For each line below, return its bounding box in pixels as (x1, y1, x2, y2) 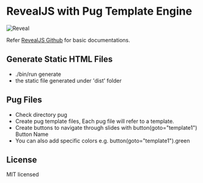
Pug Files (6, 95, 42, 105)
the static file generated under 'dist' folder (15, 77, 122, 84)
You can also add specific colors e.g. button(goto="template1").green (15, 136, 190, 144)
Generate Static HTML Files (6, 54, 113, 65)
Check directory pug (15, 111, 67, 118)
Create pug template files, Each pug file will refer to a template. (15, 118, 174, 125)
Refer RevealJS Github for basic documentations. (6, 36, 130, 43)
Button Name (15, 130, 49, 138)
